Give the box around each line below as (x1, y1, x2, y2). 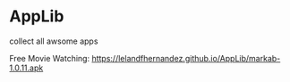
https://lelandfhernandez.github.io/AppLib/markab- (91, 53, 281, 63)
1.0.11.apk (9, 62, 44, 73)
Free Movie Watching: (9, 53, 90, 63)
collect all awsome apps (9, 36, 98, 46)
